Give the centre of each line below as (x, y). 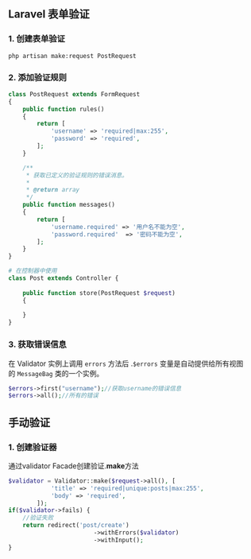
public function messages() (69, 205)
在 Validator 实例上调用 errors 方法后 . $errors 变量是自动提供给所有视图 (126, 363)
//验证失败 (38, 518)
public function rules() (64, 109)
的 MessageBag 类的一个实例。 (56, 373)
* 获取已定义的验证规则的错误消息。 (77, 175)
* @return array (53, 190)
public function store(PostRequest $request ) (99, 293)
